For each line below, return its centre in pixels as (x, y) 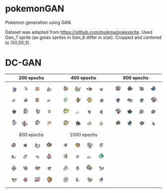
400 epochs (83, 78)
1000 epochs (83, 134)
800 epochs (31, 134)
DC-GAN (23, 63)
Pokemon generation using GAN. (39, 22)
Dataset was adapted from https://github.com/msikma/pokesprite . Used (79, 32)
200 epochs (31, 78)
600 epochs (136, 78)
